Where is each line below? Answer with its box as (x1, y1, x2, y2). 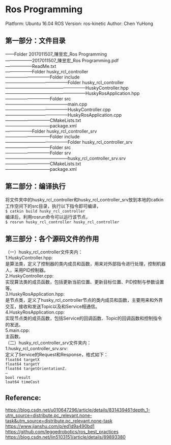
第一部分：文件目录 (5, 37, 66, 45)
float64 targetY (5, 362, 40, 367)
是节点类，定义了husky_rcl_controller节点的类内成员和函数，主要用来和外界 (5, 297, 163, 303)
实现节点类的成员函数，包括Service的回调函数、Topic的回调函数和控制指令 (5, 315, 162, 322)
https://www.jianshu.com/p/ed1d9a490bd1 (5, 423, 95, 429)
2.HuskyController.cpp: (5, 273, 54, 279)
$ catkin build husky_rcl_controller (5, 208, 85, 214)
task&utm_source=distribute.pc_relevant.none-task (5, 418, 113, 424)
